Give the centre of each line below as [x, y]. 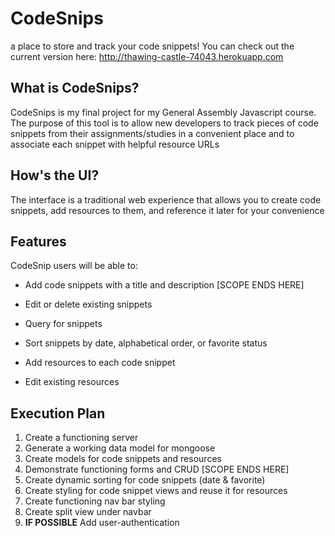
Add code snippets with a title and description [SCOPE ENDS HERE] [164, 285]
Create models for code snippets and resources [123, 459]
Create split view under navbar [88, 512]
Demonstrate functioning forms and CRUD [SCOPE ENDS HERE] [157, 469]
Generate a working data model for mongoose [120, 448]
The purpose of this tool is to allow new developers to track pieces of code [164, 123]
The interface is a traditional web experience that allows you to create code [166, 199]
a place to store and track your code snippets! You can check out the [152, 46]
